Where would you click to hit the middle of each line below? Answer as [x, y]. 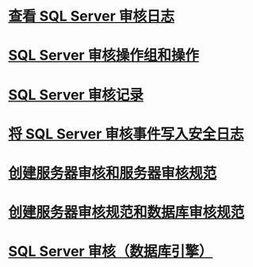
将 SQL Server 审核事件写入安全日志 [126, 133]
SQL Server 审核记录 [76, 95]
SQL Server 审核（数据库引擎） [111, 252]
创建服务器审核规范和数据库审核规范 [126, 213]
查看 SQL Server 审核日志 [92, 16]
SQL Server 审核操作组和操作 [104, 55]
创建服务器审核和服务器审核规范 [113, 173]
